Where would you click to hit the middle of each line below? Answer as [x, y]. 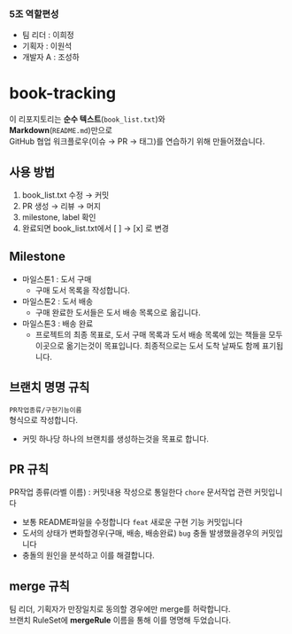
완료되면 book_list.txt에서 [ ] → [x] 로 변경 [96, 229]
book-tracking [63, 94]
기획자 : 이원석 [47, 46]
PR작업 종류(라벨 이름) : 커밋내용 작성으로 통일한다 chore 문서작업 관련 [131, 492]
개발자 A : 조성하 [50, 57]
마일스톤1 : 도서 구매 [57, 279]
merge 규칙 [40, 586]
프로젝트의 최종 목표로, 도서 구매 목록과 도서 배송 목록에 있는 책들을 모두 [159, 334]
